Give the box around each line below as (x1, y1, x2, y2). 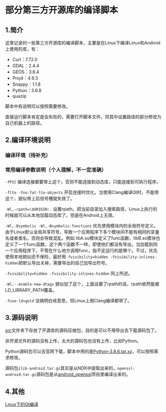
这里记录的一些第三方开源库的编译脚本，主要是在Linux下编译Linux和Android (5, 40, 161, 46)
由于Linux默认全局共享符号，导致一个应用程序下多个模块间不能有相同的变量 (5, 229, 160, 235)
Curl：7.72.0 (12, 56, 38, 62)
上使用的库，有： (5, 46, 40, 52)
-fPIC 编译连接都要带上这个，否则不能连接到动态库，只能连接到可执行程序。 (5, 179, 161, 185)
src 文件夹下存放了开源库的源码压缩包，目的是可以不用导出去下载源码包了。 (5, 327, 160, 333)
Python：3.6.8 (12, 88, 42, 93)
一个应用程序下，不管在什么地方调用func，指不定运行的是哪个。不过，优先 (5, 247, 158, 253)
